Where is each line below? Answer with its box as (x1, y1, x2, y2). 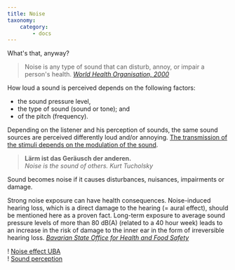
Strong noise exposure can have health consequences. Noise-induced (7, 196, 211, 205)
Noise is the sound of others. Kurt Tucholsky (24, 162, 154, 170)
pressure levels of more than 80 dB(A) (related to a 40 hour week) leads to (7, 219, 223, 227)
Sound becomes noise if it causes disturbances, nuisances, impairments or (7, 175, 224, 184)
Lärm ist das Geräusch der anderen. (24, 154, 132, 163)
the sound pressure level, (17, 97, 91, 106)
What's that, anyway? (7, 49, 70, 58)
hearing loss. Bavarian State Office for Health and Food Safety (7, 234, 189, 242)
